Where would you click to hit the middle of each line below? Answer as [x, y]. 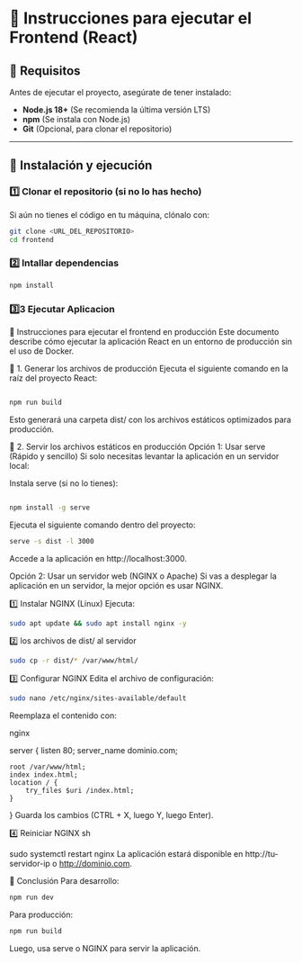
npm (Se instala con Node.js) [76, 119]
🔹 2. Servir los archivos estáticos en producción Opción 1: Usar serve [138, 446]
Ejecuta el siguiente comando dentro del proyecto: [102, 525]
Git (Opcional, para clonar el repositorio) [97, 129]
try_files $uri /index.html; [80, 791]
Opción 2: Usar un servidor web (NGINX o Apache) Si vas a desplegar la [143, 576]
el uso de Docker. [42, 351]
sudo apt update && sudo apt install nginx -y [98, 623]
